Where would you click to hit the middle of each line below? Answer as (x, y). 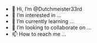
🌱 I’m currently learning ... (43, 21)
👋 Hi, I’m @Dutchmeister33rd (47, 9)
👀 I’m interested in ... (36, 15)
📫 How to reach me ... (39, 34)
